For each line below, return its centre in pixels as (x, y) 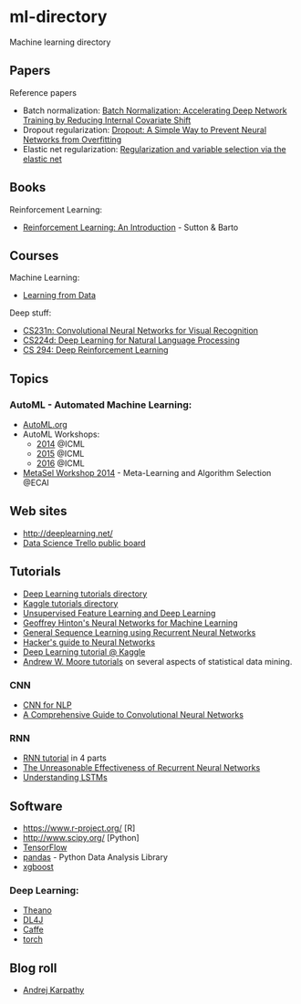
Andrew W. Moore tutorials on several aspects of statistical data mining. (157, 661)
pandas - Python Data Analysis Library (95, 857)
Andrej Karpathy (53, 990)
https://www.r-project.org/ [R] (79, 828)
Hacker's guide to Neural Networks (89, 642)
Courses (34, 256)
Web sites (38, 511)
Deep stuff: (31, 313)
